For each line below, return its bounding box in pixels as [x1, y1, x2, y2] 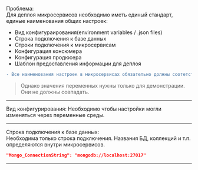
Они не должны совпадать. [20, 88, 90, 95]
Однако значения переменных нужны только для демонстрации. [20, 82, 186, 89]
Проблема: [6, 5, 34, 12]
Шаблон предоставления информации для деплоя [14, 60, 141, 67]
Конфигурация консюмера [14, 48, 82, 55]
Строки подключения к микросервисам [14, 41, 116, 48]
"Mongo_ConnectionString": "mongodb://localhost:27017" [6, 152, 146, 158]
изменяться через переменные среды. [6, 111, 105, 118]
